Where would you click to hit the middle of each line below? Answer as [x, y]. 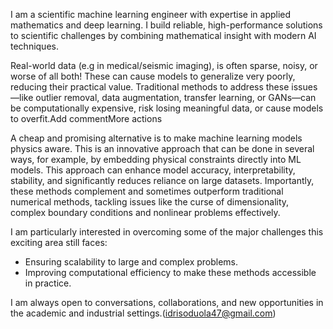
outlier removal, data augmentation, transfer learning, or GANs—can [176, 97]
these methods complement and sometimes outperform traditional [147, 191]
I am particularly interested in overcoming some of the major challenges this [167, 232]
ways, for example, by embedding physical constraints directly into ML [156, 159]
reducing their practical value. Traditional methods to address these [150, 87]
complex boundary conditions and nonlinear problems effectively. [145, 212]
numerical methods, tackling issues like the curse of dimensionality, [150, 202]
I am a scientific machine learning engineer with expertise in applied [151, 14]
